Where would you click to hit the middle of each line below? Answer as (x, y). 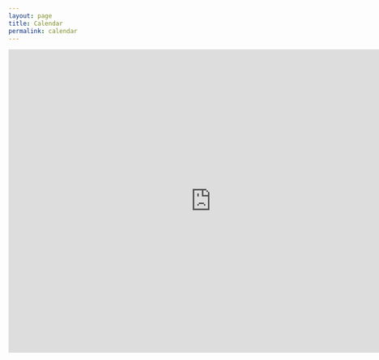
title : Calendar (36, 23)
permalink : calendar (43, 31)
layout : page (30, 16)
